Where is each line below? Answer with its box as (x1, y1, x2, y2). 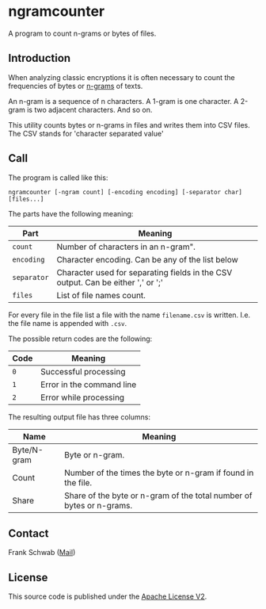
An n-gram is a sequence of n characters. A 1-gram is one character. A (8, 96, 239, 105)
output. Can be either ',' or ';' (56, 277, 164, 288)
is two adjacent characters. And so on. (26, 105, 153, 114)
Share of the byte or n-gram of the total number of (64, 490, 253, 501)
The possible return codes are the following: (8, 334, 153, 343)
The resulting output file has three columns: (8, 412, 150, 422)
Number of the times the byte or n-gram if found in (64, 467, 254, 478)
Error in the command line (40, 379, 137, 390)
